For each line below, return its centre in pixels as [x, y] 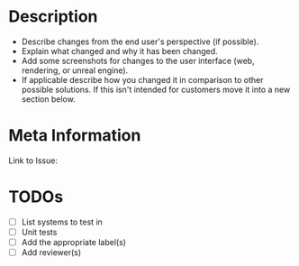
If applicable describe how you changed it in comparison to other [142, 79]
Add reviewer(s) [51, 252]
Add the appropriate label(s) [74, 242]
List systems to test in [62, 222]
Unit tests [39, 232]
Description [53, 17]
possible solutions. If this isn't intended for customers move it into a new [156, 89]
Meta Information [75, 136]
